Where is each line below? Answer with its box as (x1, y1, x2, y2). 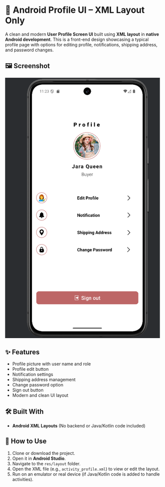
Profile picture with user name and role (12, 361, 91, 367)
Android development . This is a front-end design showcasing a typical (5, 36, 149, 42)
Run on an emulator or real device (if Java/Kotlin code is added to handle (12, 471, 160, 477)
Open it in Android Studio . (12, 455, 66, 461)
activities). (12, 476, 33, 482)
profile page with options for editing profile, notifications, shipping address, (5, 41, 158, 47)
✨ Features (5, 348, 40, 356)
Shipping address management (12, 377, 76, 383)
